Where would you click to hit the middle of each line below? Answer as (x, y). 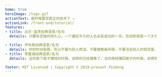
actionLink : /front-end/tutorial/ (40, 23)
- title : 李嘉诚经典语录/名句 (32, 54)
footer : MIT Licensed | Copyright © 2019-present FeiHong (64, 67)
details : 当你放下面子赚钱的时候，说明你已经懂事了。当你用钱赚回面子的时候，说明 (82, 58)
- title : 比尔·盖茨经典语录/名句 (35, 32)
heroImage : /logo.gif (27, 14)
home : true (16, 9)
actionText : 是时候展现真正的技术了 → (40, 18)
